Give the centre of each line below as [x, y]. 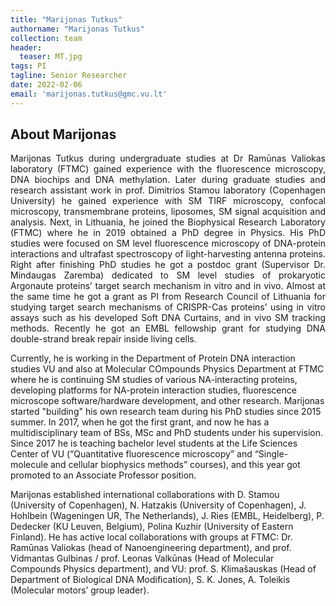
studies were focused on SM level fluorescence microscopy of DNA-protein [168, 243]
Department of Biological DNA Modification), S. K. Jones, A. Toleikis [150, 580]
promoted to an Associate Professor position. [103, 475]
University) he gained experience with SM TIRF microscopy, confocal [168, 201]
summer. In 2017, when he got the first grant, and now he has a [140, 422]
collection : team [46, 38]
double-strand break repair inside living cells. [103, 339]
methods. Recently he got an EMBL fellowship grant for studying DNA [168, 328]
